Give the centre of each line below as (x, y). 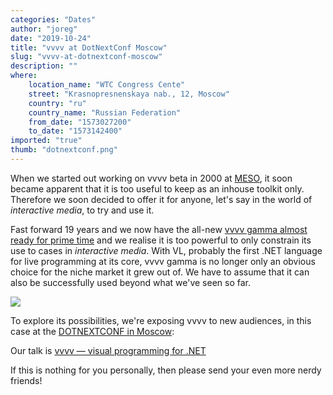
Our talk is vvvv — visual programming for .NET (108, 350)
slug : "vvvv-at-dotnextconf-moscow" (86, 57)
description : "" (44, 66)
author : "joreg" (44, 29)
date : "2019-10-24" (51, 38)
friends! (26, 380)
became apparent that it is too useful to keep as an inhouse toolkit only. (157, 188)
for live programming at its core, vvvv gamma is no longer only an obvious (163, 261)
